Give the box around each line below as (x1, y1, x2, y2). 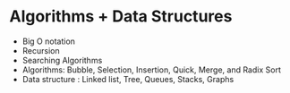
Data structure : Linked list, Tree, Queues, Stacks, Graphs (21, 73, 235, 84)
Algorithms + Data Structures (9, 6, 233, 27)
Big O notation (21, 36, 76, 46)
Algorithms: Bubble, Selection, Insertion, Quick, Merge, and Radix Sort (21, 64, 282, 75)
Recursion (21, 45, 60, 55)
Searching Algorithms (21, 55, 103, 65)
